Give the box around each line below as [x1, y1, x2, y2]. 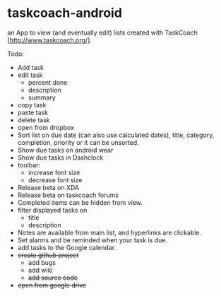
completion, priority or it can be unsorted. [17, 138, 139, 146]
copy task [17, 100, 47, 109]
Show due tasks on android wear [17, 146, 114, 154]
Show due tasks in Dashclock [17, 153, 104, 162]
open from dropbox [17, 123, 74, 131]
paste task [17, 108, 48, 117]
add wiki [28, 266, 53, 274]
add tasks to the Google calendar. [17, 243, 117, 251]
